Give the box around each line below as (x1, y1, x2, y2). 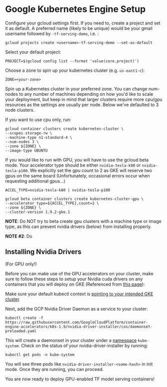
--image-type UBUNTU (5, 148, 48, 153)
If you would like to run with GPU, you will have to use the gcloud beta (5, 157, 149, 163)
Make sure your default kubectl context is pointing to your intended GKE (5, 291, 154, 297)
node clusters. (5, 107, 35, 113)
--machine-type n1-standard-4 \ (5, 135, 72, 140)
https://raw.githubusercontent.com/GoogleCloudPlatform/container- (5, 320, 149, 325)
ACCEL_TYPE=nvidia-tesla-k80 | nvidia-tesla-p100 (5, 188, 111, 193)
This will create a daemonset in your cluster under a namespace (5, 337, 137, 343)
